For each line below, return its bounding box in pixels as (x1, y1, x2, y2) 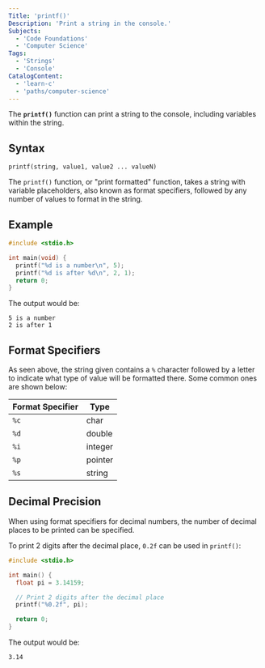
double (86, 428, 113, 440)
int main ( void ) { (8, 253, 67, 262)
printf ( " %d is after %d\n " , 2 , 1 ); (15, 269, 136, 277)
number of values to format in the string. (8, 194, 143, 204)
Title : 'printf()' (8, 11, 70, 20)
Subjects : (8, 27, 42, 35)
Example (8, 218, 53, 232)
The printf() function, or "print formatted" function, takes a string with (8, 177, 246, 187)
